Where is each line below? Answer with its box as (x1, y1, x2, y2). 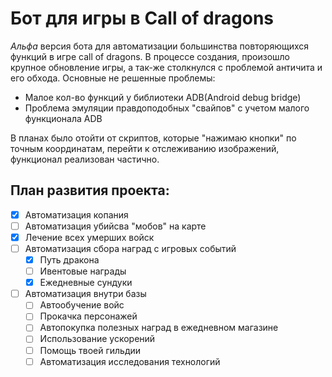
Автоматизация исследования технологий (39, 355, 221, 367)
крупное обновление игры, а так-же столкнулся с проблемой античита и (10, 61, 323, 73)
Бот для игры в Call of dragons (10, 7, 274, 30)
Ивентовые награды (39, 265, 127, 277)
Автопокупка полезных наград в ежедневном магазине (39, 322, 279, 334)
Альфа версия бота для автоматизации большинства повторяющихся (10, 40, 310, 52)
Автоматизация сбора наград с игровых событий (24, 242, 237, 254)
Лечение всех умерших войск (24, 231, 155, 243)
